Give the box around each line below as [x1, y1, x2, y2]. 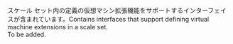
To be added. [7, 30, 46, 38]
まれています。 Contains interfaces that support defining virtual [26, 15, 210, 23]
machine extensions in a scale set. [7, 23, 109, 31]
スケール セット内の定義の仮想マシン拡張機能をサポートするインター [7, 6, 208, 15]
